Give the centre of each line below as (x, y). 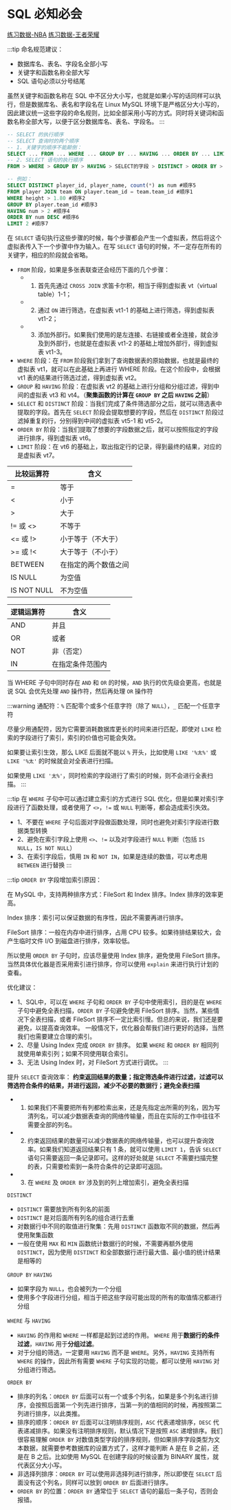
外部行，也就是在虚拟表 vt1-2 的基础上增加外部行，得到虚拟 (134, 343)
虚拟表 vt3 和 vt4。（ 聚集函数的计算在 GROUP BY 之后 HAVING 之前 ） (121, 395)
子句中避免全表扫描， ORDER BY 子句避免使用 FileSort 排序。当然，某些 (115, 1011)
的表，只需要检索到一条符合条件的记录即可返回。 (97, 1167)
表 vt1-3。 (52, 352)
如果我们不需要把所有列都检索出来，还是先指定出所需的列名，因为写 (124, 1108)
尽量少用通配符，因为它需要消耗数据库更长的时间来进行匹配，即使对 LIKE (111, 729)
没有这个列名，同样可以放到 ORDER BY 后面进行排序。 (97, 1482)
